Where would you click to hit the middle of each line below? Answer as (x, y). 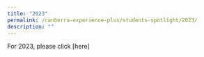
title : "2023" (28, 14)
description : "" (31, 26)
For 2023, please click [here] (49, 47)
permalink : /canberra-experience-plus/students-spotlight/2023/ (102, 20)
